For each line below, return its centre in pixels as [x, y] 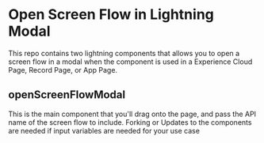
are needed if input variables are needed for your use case [104, 130]
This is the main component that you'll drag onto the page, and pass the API [132, 114]
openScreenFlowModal [67, 95]
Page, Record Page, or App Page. [63, 70]
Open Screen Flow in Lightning [111, 15]
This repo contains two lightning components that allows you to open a [124, 53]
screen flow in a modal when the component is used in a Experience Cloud [130, 62]
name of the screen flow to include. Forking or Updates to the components [130, 122]
